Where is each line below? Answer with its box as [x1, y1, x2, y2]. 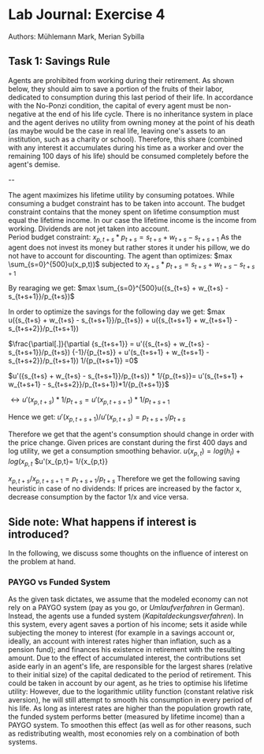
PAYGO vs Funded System [8, 577, 110, 588]
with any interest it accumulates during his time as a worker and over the [8, 142, 244, 152]
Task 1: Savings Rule [8, 55, 110, 68]
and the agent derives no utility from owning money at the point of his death [8, 117, 255, 127]
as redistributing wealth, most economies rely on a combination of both [8, 729, 240, 738]
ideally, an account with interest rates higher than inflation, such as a [8, 636, 232, 646]
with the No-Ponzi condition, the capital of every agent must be [8, 100, 214, 110]
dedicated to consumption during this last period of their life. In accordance [8, 92, 254, 102]
